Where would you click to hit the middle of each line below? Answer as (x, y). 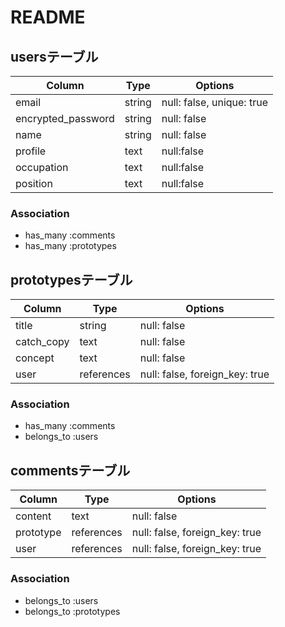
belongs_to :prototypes (72, 611)
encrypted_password (65, 118)
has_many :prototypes (70, 246)
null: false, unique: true (214, 102)
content (33, 516)
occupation (42, 167)
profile (31, 151)
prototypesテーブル (71, 279)
